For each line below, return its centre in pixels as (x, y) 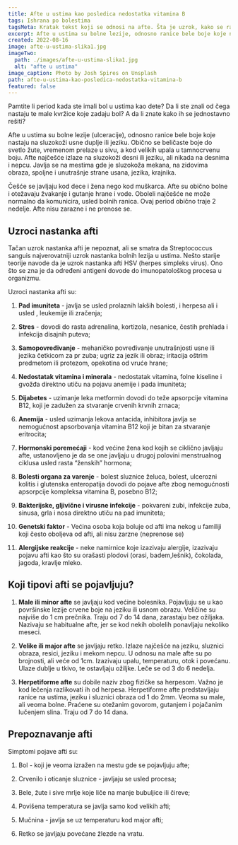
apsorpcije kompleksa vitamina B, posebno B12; (88, 491)
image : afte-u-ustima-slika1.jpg (57, 47)
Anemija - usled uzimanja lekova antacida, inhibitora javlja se (107, 419)
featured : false (32, 86)
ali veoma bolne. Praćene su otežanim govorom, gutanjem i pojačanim (120, 704)
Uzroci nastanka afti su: (42, 292)
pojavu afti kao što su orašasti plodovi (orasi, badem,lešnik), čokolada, (120, 555)
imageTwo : (23, 54)
